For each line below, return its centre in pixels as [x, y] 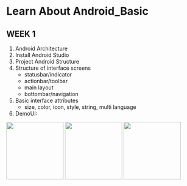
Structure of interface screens [53, 68]
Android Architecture [41, 48]
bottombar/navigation [51, 94]
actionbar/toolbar [46, 81]
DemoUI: [26, 113]
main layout [39, 87]
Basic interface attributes [47, 100]
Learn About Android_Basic [78, 11]
